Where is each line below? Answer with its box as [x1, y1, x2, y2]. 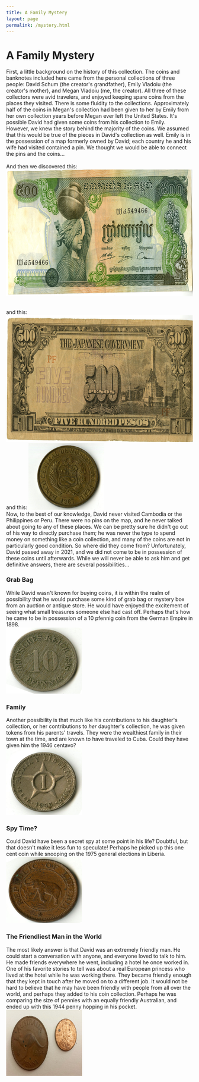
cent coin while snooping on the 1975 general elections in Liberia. [6, 850, 166, 857]
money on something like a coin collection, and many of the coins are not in [6, 535, 191, 542]
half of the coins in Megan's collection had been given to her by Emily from [6, 106, 190, 113]
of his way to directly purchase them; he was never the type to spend [6, 529, 176, 537]
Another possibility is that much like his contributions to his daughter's [6, 717, 178, 724]
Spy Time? [6, 824, 37, 832]
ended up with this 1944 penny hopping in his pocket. [6, 1003, 137, 1010]
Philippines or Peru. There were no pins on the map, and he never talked [6, 516, 182, 523]
